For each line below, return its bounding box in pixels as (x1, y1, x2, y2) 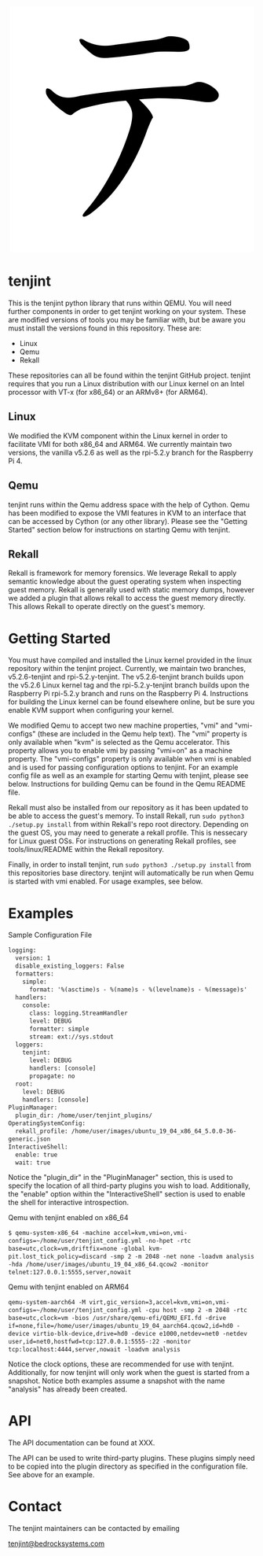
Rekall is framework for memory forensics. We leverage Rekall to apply (8, 569, 237, 578)
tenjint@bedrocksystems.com (8, 1539, 105, 1548)
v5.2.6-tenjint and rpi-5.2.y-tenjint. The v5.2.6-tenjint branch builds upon (8, 672, 244, 682)
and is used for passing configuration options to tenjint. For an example (8, 762, 239, 772)
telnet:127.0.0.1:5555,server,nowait (8, 1269, 132, 1277)
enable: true (15, 1151, 58, 1159)
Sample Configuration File (8, 931, 93, 940)
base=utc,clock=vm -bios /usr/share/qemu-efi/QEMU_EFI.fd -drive (8, 1314, 226, 1322)
